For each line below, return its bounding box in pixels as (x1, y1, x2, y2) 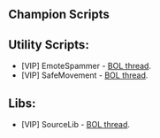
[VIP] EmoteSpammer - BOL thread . (20, 61, 152, 72)
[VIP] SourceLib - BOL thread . (20, 119, 130, 130)
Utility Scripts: (8, 37, 89, 52)
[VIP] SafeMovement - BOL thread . (20, 70, 149, 80)
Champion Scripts (8, 7, 110, 22)
